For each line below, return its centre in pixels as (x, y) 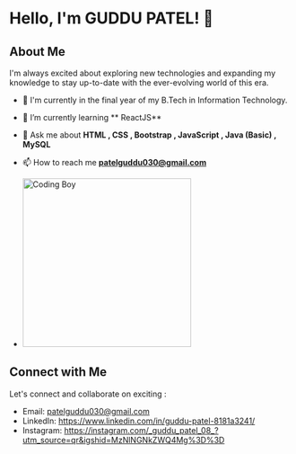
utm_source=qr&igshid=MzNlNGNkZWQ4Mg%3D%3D (123, 440)
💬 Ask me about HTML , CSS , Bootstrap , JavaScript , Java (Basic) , (149, 135)
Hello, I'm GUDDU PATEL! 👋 (111, 18)
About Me (37, 52)
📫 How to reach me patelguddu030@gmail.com (114, 162)
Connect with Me (58, 372)
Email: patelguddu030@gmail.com (86, 411)
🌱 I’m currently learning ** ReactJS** (92, 117)
